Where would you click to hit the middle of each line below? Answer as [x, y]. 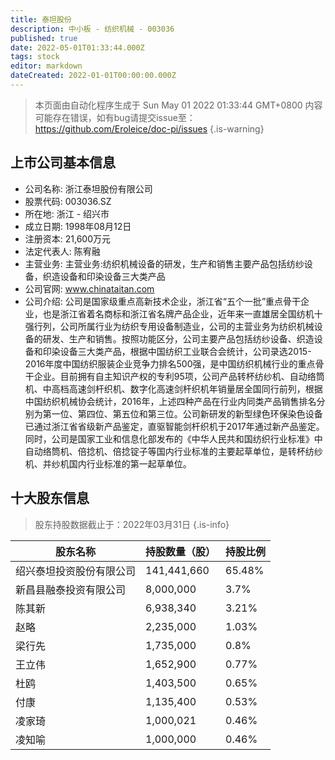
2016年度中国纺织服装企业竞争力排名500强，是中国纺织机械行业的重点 [170, 363]
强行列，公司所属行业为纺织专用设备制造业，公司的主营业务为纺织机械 [169, 326]
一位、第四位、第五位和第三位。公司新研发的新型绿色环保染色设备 [187, 413]
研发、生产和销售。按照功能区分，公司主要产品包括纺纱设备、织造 [178, 338]
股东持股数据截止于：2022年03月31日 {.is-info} [132, 524]
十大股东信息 [50, 498]
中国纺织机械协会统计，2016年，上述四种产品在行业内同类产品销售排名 [170, 401]
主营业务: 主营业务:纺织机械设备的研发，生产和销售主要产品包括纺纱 [164, 263]
